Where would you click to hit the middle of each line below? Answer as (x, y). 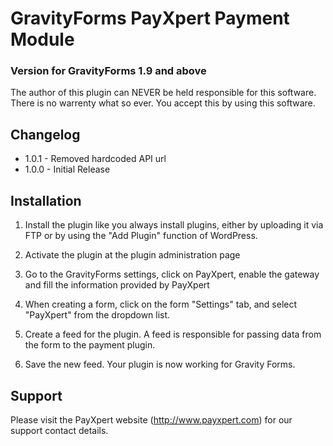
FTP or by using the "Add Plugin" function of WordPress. (141, 236)
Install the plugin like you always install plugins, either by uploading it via (174, 225)
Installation (46, 200)
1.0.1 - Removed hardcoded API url (95, 159)
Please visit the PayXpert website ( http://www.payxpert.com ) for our (151, 419)
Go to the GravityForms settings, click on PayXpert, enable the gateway (172, 274)
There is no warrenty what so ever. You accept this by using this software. (163, 103)
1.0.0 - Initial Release (67, 169)
